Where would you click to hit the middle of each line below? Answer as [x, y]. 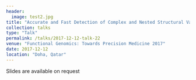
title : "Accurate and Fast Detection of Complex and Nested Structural [95, 22]
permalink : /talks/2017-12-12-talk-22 [53, 38]
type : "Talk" [22, 33]
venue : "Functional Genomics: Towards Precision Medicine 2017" [86, 44]
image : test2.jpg [32, 17]
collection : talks [28, 28]
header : [15, 11]
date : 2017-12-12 [27, 49]
